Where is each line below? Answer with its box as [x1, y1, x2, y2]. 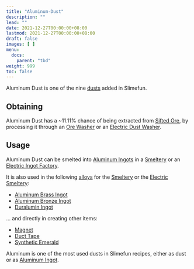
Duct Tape [14, 232, 40, 239]
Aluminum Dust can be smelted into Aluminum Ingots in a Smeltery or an [6, 156, 181, 163]
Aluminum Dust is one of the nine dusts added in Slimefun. [6, 84, 147, 91]
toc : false [6, 69, 33, 74]
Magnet [14, 226, 33, 233]
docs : [11, 52, 25, 58]
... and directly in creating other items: [6, 214, 98, 222]
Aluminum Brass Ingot [14, 191, 68, 198]
